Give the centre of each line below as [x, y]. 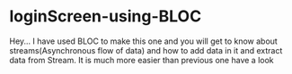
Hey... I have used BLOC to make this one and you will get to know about [144, 41]
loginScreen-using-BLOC [106, 16]
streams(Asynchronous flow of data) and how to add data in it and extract [146, 50]
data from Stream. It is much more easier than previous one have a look [142, 60]
